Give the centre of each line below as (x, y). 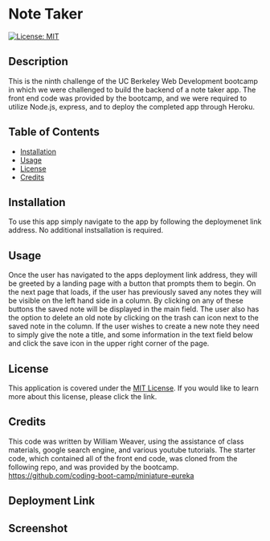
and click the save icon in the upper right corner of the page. (109, 344)
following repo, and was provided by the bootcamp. (94, 467)
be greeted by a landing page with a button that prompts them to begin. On (132, 283)
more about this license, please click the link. (83, 396)
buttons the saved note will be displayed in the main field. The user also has (134, 309)
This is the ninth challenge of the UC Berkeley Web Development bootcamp (133, 81)
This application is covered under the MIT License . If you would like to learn (133, 388)
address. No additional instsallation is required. (86, 230)
